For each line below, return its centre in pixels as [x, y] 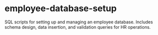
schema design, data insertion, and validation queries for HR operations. [78, 27]
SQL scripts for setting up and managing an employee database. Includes [79, 22]
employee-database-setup [61, 9]
